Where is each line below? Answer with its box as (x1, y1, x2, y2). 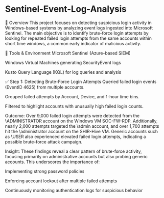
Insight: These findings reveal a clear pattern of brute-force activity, (5, 148, 142, 154)
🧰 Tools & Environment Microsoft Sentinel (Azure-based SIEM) (5, 50, 131, 56)
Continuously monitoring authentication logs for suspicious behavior (5, 187, 143, 193)
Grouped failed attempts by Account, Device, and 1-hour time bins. (5, 93, 140, 99)
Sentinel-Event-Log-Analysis (5, 3, 127, 15)
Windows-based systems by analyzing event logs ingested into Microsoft (5, 25, 153, 30)
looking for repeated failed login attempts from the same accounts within (5, 35, 152, 41)
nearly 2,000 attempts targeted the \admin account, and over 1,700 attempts (5, 123, 159, 129)
